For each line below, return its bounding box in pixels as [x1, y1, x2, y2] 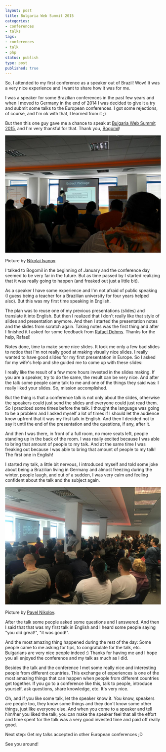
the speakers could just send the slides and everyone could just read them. [5, 400, 158, 406]
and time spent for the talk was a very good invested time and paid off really [5, 717, 161, 723]
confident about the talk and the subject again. [5, 477, 100, 483]
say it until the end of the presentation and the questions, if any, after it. [5, 421, 151, 427]
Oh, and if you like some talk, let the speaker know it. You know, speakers [5, 695, 155, 701]
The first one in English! [5, 452, 53, 458]
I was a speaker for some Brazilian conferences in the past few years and [5, 95, 155, 101]
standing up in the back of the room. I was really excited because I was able [5, 436, 160, 442]
